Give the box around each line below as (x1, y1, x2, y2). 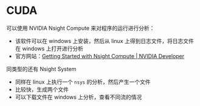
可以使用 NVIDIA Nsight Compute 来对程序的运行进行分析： (6, 24, 155, 31)
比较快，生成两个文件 (15, 85, 69, 93)
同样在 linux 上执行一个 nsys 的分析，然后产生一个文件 (15, 78, 151, 85)
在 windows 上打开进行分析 (15, 45, 84, 52)
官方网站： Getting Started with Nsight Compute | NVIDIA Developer (15, 52, 185, 59)
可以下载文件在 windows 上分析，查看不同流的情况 (15, 93, 142, 101)
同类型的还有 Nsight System (6, 65, 77, 73)
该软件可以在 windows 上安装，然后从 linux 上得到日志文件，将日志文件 (15, 37, 195, 44)
